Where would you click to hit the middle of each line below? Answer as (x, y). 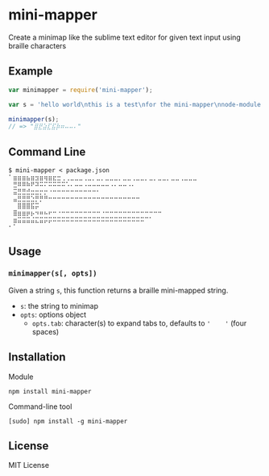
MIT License (29, 465)
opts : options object (53, 314)
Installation (37, 357)
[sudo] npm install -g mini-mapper (68, 421)
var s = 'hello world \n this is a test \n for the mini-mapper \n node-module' (137, 104)
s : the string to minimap (59, 305)
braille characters (37, 45)
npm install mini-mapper (50, 391)
